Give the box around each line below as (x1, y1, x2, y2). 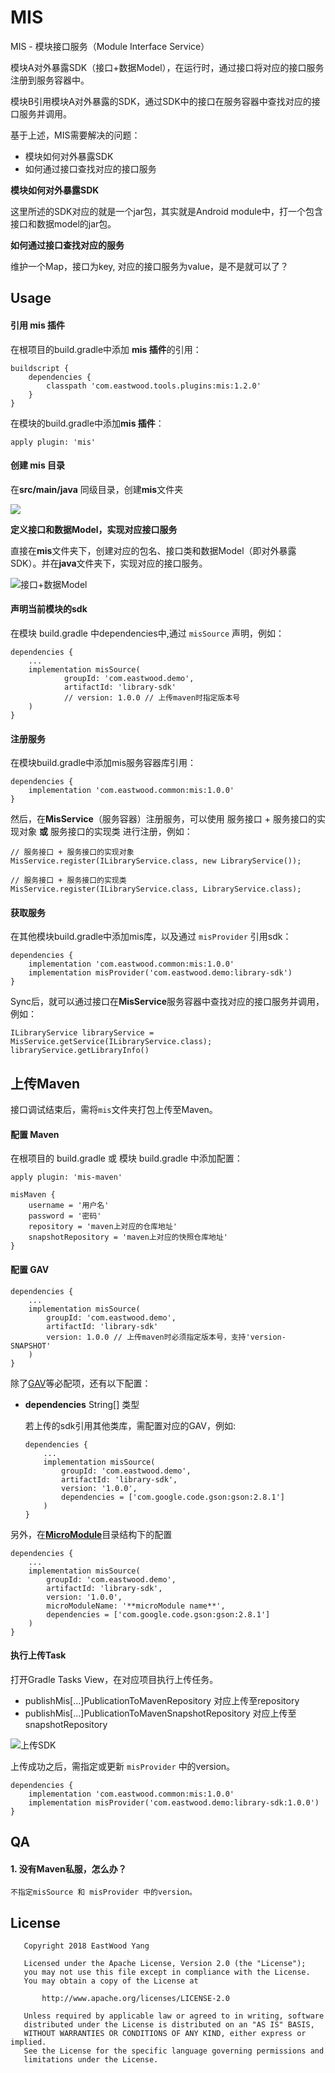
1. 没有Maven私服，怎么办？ (10, 1862, 127, 1875)
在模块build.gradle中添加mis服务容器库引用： (10, 757, 197, 769)
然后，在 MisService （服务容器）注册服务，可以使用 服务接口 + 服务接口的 (10, 813, 317, 825)
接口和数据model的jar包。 (10, 217, 117, 230)
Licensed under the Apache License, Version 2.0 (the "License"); (23, 1959, 307, 1969)
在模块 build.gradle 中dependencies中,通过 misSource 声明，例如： (10, 627, 285, 639)
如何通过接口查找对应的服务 (10, 239, 125, 251)
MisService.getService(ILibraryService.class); (10, 1037, 213, 1047)
